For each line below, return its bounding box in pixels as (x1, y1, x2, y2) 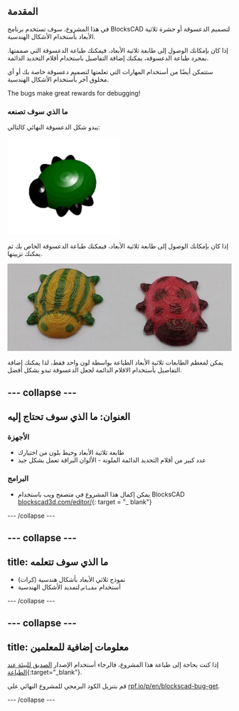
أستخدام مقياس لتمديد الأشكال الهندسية (17, 583, 121, 591)
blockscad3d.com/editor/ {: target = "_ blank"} (17, 497, 152, 506)
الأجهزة (7, 431, 30, 441)
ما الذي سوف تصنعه (7, 106, 68, 116)
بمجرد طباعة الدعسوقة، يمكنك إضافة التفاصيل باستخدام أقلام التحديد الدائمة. (7, 53, 209, 62)
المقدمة (7, 6, 38, 18)
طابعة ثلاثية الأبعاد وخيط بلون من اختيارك (17, 449, 124, 457)
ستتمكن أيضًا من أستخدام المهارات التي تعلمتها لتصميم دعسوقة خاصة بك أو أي (7, 67, 213, 76)
